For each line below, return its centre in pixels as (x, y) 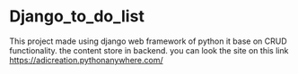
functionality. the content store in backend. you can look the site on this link (149, 50)
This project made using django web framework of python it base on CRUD (148, 41)
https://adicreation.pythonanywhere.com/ (86, 60)
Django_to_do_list (77, 16)
